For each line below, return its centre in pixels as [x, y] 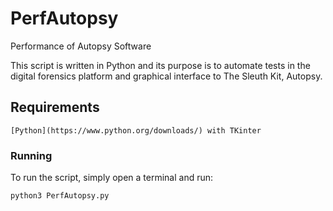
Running [31, 155]
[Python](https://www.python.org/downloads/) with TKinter [136, 130]
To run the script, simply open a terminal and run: [112, 178]
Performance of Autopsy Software [81, 46]
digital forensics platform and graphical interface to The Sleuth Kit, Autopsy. [166, 76]
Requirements [55, 107]
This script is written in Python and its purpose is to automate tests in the [160, 65]
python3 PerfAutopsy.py [60, 196]
